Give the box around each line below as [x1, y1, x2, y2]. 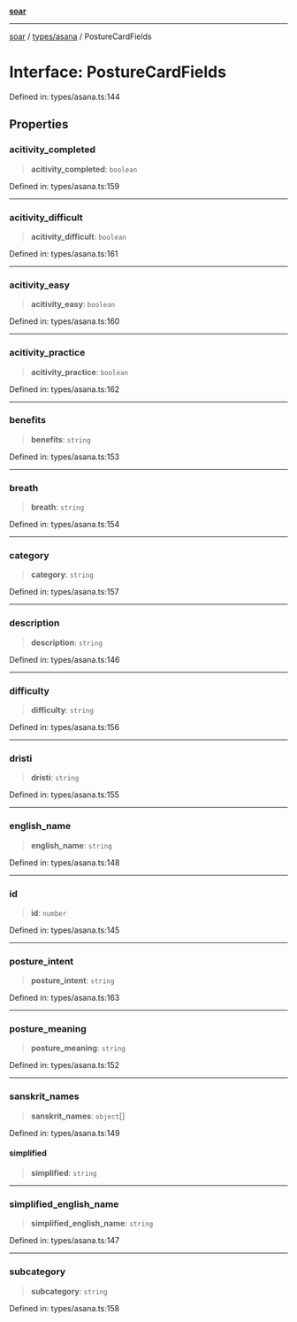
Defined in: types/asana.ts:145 [9, 925, 120, 935]
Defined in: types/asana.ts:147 [9, 1235, 120, 1246]
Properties [9, 117, 69, 132]
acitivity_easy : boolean [30, 299, 116, 310]
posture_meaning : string [30, 1042, 126, 1054]
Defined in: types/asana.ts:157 [9, 587, 119, 597]
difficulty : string [30, 705, 95, 715]
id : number [30, 907, 67, 918]
